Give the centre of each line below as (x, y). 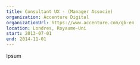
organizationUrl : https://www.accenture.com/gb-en (70, 22)
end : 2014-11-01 (26, 39)
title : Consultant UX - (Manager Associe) (60, 12)
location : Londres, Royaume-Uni (46, 28)
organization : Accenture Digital (48, 17)
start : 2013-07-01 (29, 34)
